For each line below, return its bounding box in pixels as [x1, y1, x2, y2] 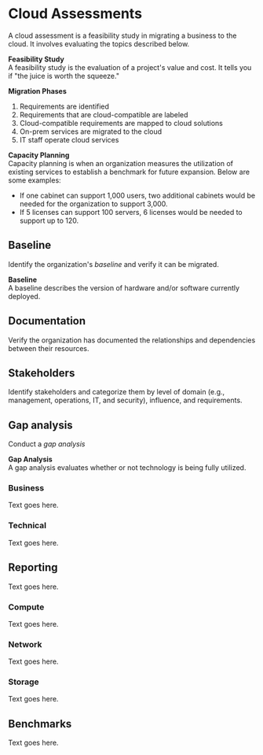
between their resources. [8, 343, 89, 353]
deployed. [8, 291, 41, 301]
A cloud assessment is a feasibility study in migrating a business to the [8, 31, 237, 40]
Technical [8, 520, 47, 531]
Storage [8, 676, 39, 687]
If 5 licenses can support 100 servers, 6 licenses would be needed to [19, 207, 243, 217]
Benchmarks [8, 717, 72, 731]
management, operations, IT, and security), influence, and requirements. [8, 395, 243, 405]
